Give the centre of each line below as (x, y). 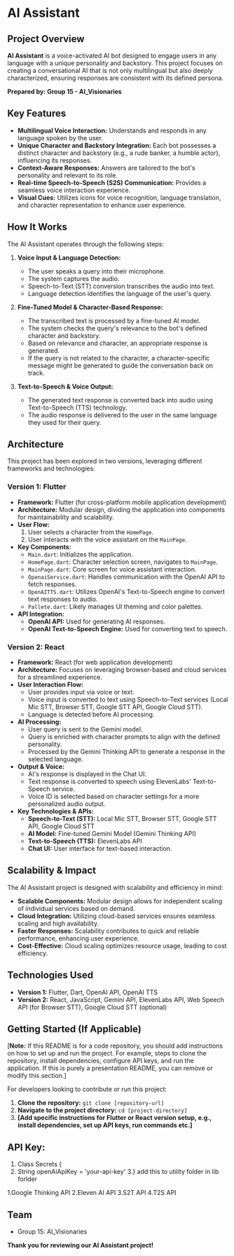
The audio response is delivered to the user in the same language (122, 414)
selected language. (55, 759)
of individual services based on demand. (76, 908)
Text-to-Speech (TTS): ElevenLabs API (85, 841)
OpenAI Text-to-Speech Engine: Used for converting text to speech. (128, 628)
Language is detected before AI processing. (91, 715)
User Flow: (34, 525)
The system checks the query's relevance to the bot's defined (118, 328)
